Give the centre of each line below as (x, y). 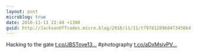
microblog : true (26, 17)
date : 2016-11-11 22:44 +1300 (43, 22)
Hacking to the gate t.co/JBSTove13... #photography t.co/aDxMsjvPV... (92, 45)
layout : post (22, 11)
